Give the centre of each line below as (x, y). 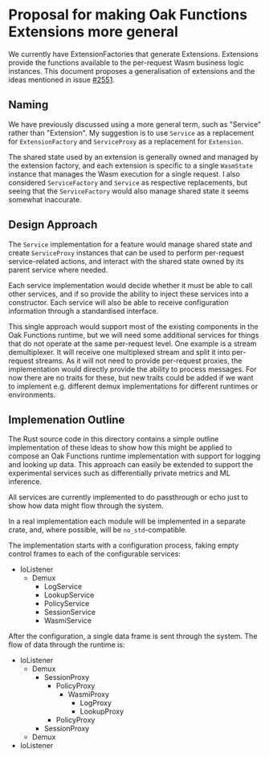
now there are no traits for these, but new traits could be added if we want (131, 377)
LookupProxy (102, 711)
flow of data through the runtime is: (67, 645)
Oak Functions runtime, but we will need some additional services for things (134, 335)
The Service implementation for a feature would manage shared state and (130, 244)
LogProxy (96, 703)
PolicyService (67, 604)
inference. (25, 482)
